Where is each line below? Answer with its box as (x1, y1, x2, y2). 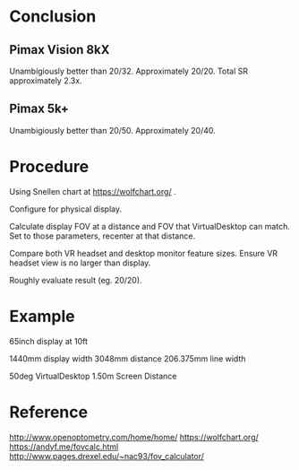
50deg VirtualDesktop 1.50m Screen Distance (9, 370, 177, 381)
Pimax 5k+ (9, 101, 70, 117)
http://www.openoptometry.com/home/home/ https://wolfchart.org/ (9, 431, 260, 442)
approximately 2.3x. (9, 75, 82, 86)
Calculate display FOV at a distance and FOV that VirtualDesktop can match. (9, 221, 291, 231)
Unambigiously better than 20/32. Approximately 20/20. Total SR (9, 65, 249, 76)
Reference (9, 402, 88, 422)
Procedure (9, 157, 90, 177)
